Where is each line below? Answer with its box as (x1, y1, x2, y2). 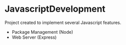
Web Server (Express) (11, 34, 57, 40)
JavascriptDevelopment (4, 3, 106, 15)
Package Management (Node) (11, 29, 74, 35)
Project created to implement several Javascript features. (4, 20, 122, 25)
